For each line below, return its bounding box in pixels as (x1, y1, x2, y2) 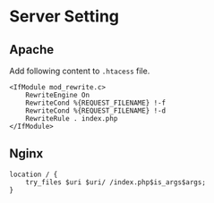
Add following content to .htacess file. (9, 65, 150, 76)
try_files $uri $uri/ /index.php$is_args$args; (25, 177, 206, 187)
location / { (9, 170, 58, 179)
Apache (9, 42, 55, 57)
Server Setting (9, 6, 119, 27)
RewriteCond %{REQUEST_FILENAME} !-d (25, 106, 167, 115)
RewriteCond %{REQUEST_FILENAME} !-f (25, 98, 167, 107)
